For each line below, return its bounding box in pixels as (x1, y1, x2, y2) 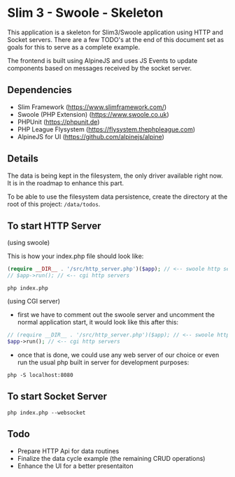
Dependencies (7, 84, 72, 96)
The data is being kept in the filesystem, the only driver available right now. (7, 171, 224, 180)
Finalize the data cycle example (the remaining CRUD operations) (17, 454, 206, 462)
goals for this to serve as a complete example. (7, 43, 141, 51)
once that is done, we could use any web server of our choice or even (17, 350, 220, 359)
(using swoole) (7, 239, 50, 247)
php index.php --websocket (7, 409, 86, 416)
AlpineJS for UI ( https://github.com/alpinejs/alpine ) (17, 132, 164, 141)
